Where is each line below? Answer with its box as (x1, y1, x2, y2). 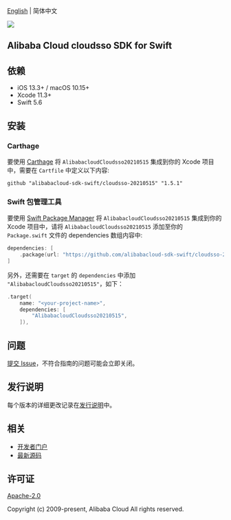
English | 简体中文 (7, 7, 58, 14)
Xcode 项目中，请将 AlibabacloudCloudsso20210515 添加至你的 (7, 223, 184, 231)
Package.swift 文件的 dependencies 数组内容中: (7, 231, 143, 239)
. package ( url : (19, 251, 60, 259)
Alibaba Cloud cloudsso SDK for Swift (7, 40, 173, 52)
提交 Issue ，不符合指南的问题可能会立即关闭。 (7, 359, 139, 367)
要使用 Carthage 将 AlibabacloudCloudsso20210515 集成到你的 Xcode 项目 (7, 158, 214, 166)
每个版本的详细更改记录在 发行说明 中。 (7, 400, 115, 409)
